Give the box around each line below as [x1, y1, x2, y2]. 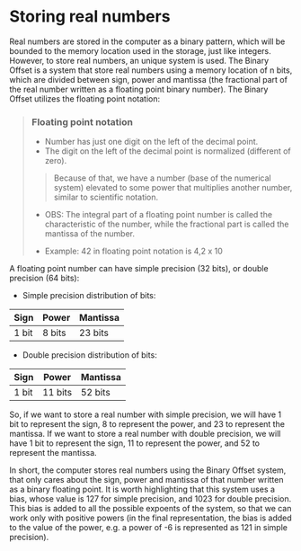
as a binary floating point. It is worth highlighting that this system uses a [9, 484, 276, 495]
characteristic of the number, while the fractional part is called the [44, 218, 289, 230]
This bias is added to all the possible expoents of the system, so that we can [9, 503, 292, 514]
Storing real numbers [9, 6, 171, 27]
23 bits [79, 326, 110, 339]
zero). [44, 156, 67, 166]
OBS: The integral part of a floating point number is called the [44, 209, 272, 220]
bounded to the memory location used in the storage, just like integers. [9, 45, 271, 56]
